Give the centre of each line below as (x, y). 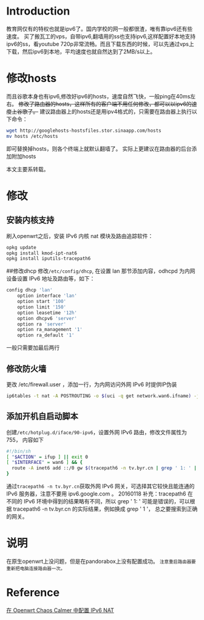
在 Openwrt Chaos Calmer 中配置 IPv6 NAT (60, 610)
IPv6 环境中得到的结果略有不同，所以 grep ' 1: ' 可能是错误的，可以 (107, 501)
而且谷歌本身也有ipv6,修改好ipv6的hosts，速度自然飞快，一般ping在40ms (98, 96)
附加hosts (24, 156)
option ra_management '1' (50, 330)
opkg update (21, 247)
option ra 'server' (42, 324)
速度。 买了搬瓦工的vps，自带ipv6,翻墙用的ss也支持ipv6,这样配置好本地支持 (101, 36)
